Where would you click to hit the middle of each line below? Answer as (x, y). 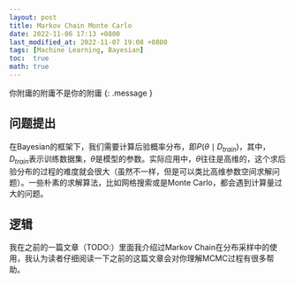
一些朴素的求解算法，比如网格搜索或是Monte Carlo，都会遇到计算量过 (155, 183)
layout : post (33, 17)
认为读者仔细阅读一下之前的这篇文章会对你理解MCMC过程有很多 (149, 258)
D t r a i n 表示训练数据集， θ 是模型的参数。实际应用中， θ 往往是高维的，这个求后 (147, 160)
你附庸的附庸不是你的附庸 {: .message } (81, 93)
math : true (29, 67)
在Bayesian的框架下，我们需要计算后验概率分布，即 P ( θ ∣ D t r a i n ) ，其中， (140, 147)
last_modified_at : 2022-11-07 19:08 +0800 (88, 42)
